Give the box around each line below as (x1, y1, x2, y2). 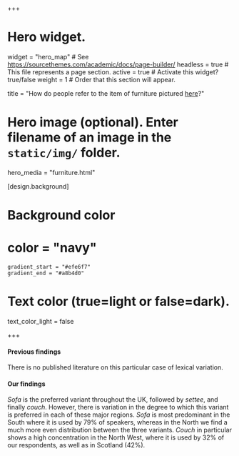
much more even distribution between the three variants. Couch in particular (7, 426, 232, 435)
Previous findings (7, 347, 61, 356)
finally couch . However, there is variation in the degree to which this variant (7, 403, 229, 412)
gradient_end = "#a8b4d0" (7, 269, 84, 277)
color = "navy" (7, 240, 97, 256)
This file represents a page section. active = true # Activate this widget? (7, 67, 219, 76)
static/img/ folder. (7, 144, 121, 161)
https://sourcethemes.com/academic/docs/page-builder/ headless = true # (7, 60, 229, 69)
